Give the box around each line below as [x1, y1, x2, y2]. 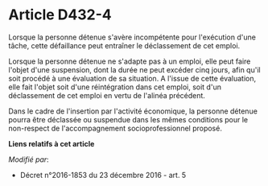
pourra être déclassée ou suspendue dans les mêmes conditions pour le [8, 114, 249, 124]
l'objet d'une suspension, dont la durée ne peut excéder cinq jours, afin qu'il [8, 64, 261, 74]
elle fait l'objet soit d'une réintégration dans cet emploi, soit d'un [8, 82, 221, 92]
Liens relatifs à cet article [8, 138, 95, 148]
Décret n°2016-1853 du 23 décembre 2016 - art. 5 [19, 170, 187, 180]
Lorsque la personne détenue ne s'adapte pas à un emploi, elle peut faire [8, 56, 251, 66]
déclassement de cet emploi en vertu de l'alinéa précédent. [8, 90, 205, 100]
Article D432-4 [8, 6, 112, 24]
